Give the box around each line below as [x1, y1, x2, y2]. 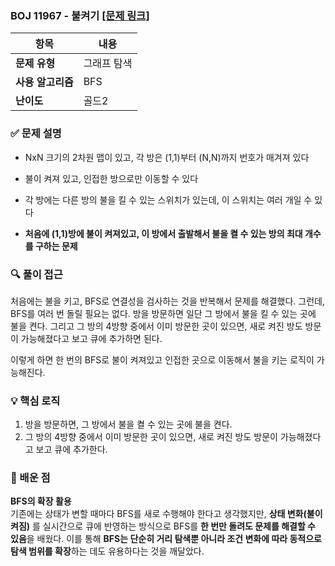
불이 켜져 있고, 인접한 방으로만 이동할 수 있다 [24, 172, 199, 184]
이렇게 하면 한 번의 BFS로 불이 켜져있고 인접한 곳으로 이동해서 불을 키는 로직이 [10, 353, 315, 366]
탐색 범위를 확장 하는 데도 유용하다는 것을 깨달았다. [10, 545, 205, 557]
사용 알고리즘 [15, 75, 74, 89]
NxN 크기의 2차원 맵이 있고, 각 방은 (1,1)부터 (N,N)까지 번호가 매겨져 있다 [24, 151, 310, 163]
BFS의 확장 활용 [10, 495, 72, 507]
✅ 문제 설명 [10, 127, 62, 141]
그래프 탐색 [83, 57, 133, 71]
